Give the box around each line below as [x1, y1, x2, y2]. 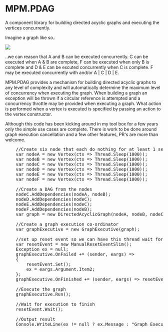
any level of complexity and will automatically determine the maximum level [5, 84, 160, 90]
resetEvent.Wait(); [15, 306, 63, 312]
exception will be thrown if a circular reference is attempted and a [5, 95, 140, 101]
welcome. [5, 136, 25, 142]
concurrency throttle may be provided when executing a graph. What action [5, 100, 161, 106]
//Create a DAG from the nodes [15, 186, 92, 192]
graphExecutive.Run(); [15, 291, 71, 297]
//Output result [15, 316, 56, 322]
